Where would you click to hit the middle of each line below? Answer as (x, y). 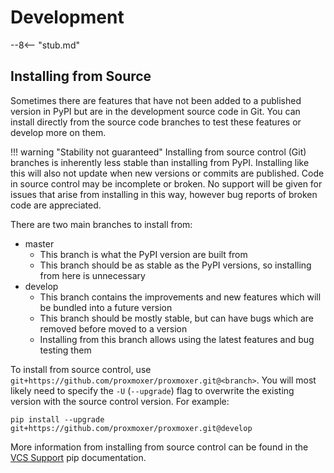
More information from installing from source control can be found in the (159, 447)
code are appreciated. (56, 205)
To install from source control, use (81, 369)
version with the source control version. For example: (120, 401)
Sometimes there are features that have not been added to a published (156, 100)
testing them (65, 350)
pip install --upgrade (57, 419)
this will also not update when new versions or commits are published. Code (167, 173)
